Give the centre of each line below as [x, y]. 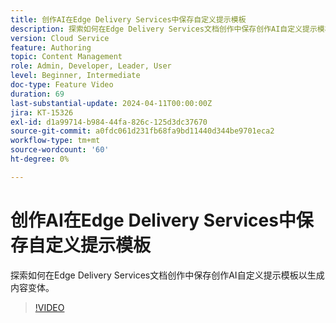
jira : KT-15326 [42, 112]
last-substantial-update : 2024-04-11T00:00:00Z [111, 103]
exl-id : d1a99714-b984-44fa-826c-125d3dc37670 [109, 122]
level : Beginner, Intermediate [75, 76]
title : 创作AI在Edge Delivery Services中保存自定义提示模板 [128, 19]
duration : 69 [37, 94]
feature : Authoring [51, 47]
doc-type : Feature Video [62, 85]
